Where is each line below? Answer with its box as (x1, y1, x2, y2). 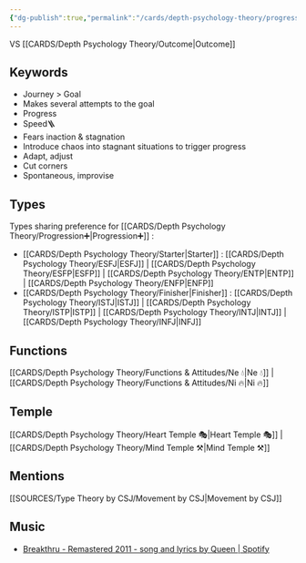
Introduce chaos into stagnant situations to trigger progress (22, 141, 247, 152)
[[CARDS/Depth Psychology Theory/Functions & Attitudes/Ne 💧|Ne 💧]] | (9, 367, 275, 378)
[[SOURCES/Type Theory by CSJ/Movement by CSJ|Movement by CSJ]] (9, 493, 282, 504)
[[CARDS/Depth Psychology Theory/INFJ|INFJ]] (22, 316, 202, 328)
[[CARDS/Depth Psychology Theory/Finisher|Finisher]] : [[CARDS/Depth (22, 288, 293, 299)
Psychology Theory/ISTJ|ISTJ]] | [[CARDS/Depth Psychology (22, 297, 251, 308)
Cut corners (22, 160, 68, 171)
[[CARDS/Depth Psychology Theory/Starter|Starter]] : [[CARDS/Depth (22, 249, 285, 260)
